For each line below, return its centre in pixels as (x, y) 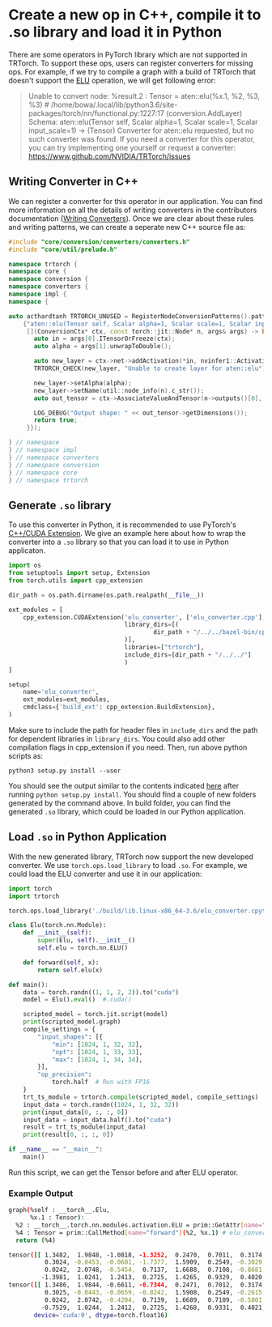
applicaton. (27, 551)
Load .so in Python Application (88, 837)
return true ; (56, 420)
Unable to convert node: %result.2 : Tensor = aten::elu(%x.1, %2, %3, (144, 96)
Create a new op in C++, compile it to (135, 15)
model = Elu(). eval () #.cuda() (77, 1000)
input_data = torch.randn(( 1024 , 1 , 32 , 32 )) (101, 1104)
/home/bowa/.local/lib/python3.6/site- (115, 104)
